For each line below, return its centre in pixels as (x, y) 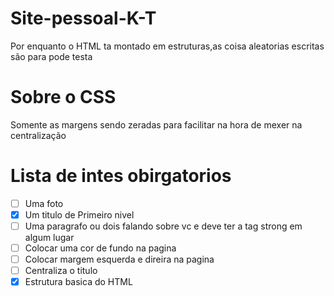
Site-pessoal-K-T (83, 18)
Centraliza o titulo (61, 271)
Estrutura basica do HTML (78, 282)
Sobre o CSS (63, 97)
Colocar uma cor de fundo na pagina (100, 248)
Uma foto (44, 203)
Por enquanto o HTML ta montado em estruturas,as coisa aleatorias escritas (167, 46)
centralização (38, 135)
